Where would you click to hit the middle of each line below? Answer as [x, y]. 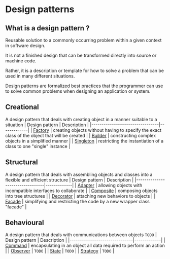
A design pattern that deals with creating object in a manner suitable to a [81, 119]
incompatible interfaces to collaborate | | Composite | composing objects [81, 191]
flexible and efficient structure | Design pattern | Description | [70, 180]
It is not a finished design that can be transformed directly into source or [81, 55]
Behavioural [25, 223]
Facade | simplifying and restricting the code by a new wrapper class [77, 201]
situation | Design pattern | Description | [47, 125]
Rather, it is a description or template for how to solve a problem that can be [84, 70]
